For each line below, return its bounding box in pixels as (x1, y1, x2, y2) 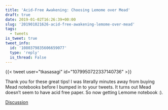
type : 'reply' (10, 50, 40, 55)
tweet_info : (5, 41, 30, 46)
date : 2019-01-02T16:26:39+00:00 (5, 17, 76, 22)
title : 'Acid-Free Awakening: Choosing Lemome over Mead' (5, 7, 130, 13)
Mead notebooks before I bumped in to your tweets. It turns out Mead (5, 84, 151, 90)
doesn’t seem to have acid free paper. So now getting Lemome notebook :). (5, 90, 163, 96)
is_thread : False (10, 54, 47, 60)
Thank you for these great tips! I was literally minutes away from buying (5, 78, 155, 85)
